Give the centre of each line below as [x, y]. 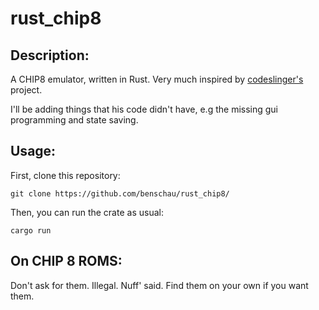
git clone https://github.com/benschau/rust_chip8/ [120, 193]
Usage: [33, 151]
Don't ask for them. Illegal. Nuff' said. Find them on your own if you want [159, 285]
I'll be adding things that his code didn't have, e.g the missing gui [144, 109]
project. [26, 90]
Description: [50, 55]
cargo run [31, 230]
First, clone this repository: [65, 175]
